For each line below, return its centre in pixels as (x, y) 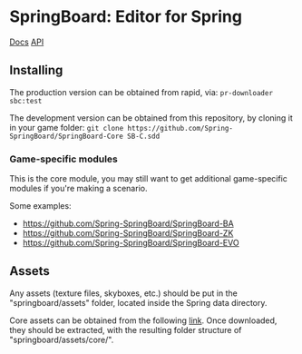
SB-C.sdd (143, 136)
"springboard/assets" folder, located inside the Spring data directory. (138, 302)
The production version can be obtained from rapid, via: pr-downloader (141, 92)
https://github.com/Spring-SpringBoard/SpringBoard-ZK (128, 233)
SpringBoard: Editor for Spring (126, 17)
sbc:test (26, 101)
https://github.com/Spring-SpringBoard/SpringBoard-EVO (131, 243)
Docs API (27, 42)
